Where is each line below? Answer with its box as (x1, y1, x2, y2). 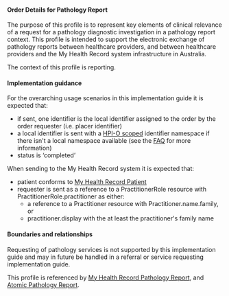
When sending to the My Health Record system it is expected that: (7, 165, 194, 173)
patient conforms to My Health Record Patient (16, 178, 147, 186)
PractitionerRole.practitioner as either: (16, 192, 125, 201)
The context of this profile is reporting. (7, 63, 117, 71)
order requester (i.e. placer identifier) (16, 122, 122, 130)
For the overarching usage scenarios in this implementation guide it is (7, 94, 204, 102)
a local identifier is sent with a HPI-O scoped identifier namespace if (16, 129, 210, 137)
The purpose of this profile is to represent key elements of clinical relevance (7, 21, 223, 29)
